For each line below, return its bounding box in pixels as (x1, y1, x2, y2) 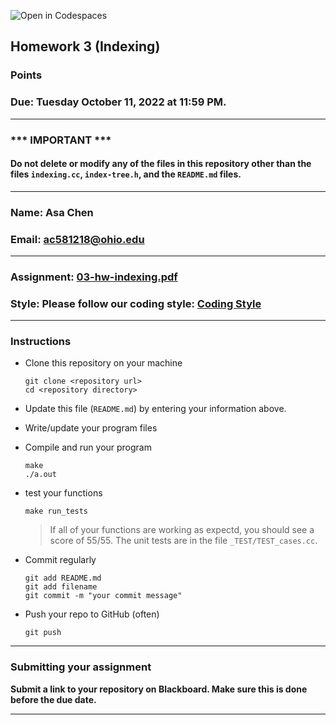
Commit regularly (24, 554, 97, 566)
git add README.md (24, 573, 102, 584)
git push (24, 628, 62, 638)
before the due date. (10, 693, 97, 705)
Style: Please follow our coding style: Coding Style (10, 296, 262, 310)
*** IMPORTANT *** (10, 133, 112, 147)
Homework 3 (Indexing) (10, 38, 161, 55)
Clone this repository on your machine (24, 357, 183, 369)
